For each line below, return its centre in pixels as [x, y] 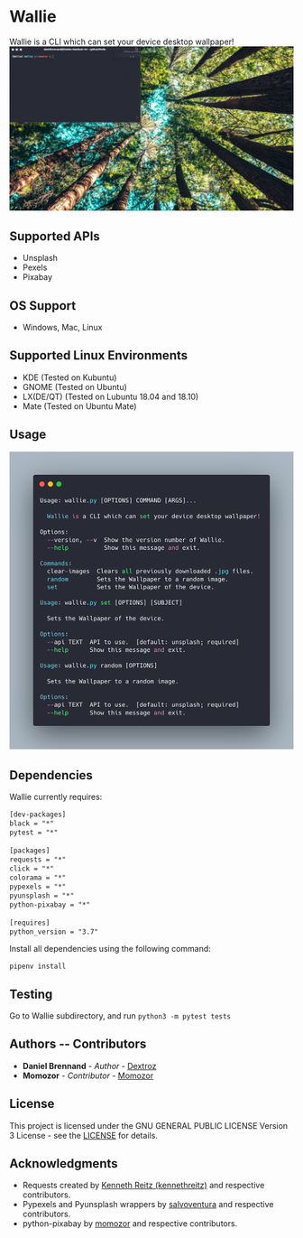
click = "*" [32, 869]
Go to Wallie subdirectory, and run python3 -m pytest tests [120, 1015]
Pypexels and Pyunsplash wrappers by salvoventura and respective [148, 1205]
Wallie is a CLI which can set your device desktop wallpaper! [122, 42]
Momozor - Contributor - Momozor [88, 1075]
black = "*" [32, 824]
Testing [31, 994]
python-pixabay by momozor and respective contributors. [130, 1224]
